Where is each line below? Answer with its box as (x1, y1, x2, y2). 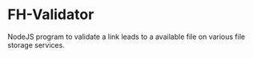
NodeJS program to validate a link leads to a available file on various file (7, 32, 246, 41)
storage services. (7, 40, 65, 49)
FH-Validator (7, 6, 94, 24)
